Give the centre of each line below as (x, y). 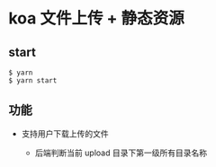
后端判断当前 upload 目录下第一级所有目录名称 (121, 153)
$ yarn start (33, 81)
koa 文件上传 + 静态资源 (97, 18)
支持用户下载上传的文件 (65, 133)
